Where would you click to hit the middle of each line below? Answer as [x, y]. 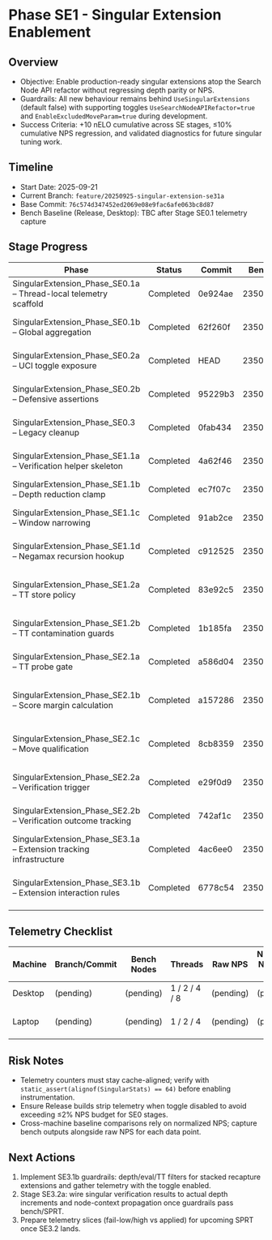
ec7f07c [215, 489]
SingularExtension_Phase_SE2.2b [76, 810]
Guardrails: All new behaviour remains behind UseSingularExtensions [135, 99]
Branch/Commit [86, 964]
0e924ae [215, 294]
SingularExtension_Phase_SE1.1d [76, 546]
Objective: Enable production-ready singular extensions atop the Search [140, 82]
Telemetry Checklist [61, 931]
